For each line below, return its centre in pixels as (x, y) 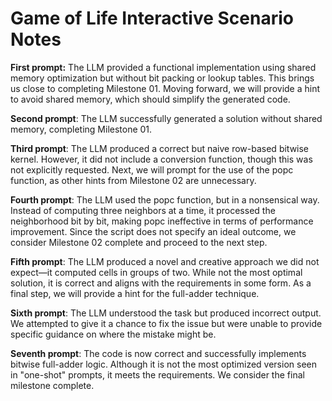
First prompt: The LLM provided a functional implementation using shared (163, 67)
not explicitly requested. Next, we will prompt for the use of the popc (152, 169)
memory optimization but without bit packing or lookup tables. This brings (162, 78)
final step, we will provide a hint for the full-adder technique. (135, 293)
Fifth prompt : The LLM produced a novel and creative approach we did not (165, 261)
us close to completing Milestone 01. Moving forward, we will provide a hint (165, 88)
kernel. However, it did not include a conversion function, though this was (161, 159)
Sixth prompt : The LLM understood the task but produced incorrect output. (166, 313)
